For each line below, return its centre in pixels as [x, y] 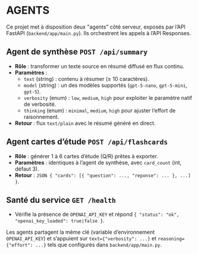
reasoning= [171, 239]
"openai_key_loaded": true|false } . [60, 221]
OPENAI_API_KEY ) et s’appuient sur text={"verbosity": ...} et [81, 239]
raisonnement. [41, 117]
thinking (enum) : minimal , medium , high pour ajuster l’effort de [100, 110]
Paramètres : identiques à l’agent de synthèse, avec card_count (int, [98, 162]
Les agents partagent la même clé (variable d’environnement [81, 232]
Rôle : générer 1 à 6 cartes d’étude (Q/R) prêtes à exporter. [87, 156]
